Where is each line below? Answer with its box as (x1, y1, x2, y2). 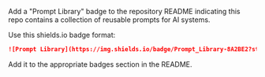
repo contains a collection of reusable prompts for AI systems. (8, 15, 211, 24)
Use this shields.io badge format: (8, 31, 116, 39)
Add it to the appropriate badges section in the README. (8, 59, 192, 69)
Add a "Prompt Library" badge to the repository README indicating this (8, 7, 241, 16)
